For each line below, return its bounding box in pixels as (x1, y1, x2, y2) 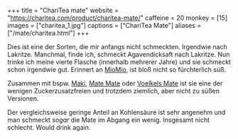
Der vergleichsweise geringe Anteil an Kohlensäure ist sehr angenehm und (7, 108, 226, 116)
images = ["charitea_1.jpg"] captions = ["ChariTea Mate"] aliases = (7, 21, 202, 29)
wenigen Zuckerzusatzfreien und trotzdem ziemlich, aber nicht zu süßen (7, 87, 220, 95)
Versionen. (7, 94, 39, 103)
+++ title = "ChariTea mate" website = (7, 6, 119, 14)
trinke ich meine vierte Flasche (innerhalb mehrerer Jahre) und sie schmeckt (7, 58, 232, 66)
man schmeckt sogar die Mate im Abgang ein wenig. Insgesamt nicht (7, 115, 210, 124)
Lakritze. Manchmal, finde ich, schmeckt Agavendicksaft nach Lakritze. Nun (7, 50, 230, 58)
